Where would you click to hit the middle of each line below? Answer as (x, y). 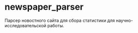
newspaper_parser (44, 7)
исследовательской (26, 25)
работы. (56, 25)
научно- (124, 20)
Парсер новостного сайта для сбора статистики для (60, 20)
